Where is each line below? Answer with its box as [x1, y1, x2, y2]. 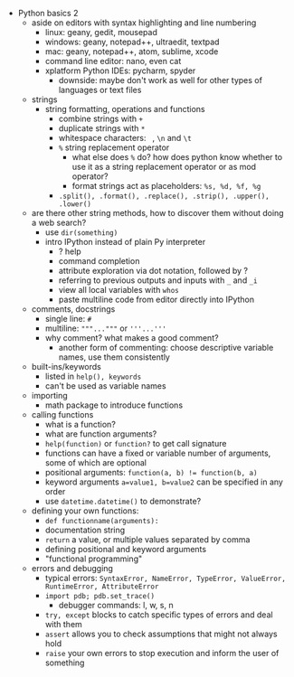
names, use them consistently [58, 352, 170, 362]
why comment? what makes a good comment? [44, 333, 219, 343]
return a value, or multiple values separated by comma [44, 534, 251, 545]
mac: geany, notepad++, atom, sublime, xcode [44, 46, 219, 57]
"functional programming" [44, 553, 143, 564]
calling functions [31, 409, 94, 419]
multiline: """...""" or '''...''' [44, 323, 167, 334]
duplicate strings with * [58, 123, 146, 134]
